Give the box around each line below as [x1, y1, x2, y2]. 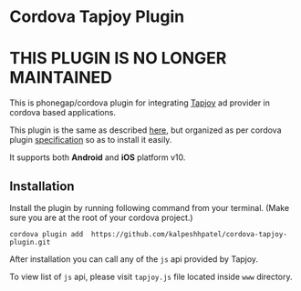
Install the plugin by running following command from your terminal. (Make [9, 202, 290, 213]
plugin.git [9, 237, 51, 246]
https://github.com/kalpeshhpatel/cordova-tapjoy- [90, 229, 287, 238]
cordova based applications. [9, 107, 117, 118]
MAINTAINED [9, 67, 112, 88]
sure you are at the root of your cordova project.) [9, 212, 193, 223]
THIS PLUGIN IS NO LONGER [9, 48, 227, 69]
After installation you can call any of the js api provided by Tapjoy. [9, 253, 258, 265]
